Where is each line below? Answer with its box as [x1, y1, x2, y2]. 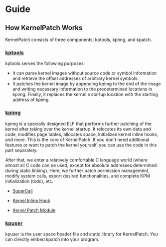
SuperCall [12, 187, 33, 193]
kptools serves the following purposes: [5, 60, 85, 66]
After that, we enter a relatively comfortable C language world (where [5, 156, 148, 163]
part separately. [5, 147, 38, 153]
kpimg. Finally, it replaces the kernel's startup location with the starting [12, 91, 158, 97]
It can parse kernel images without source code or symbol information [12, 70, 157, 76]
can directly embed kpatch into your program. [5, 236, 100, 242]
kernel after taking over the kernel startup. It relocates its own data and [5, 126, 151, 132]
